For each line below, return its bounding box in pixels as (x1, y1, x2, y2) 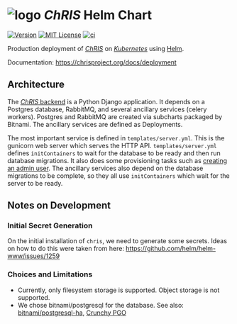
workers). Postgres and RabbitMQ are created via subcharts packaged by (7, 112, 222, 121)
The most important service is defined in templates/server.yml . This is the (7, 133, 225, 142)
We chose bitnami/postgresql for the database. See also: (17, 301, 184, 309)
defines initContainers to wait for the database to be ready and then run (7, 149, 221, 157)
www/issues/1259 (7, 252, 60, 260)
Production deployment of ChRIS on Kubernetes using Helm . (7, 44, 184, 52)
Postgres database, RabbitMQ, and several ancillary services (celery (7, 105, 207, 113)
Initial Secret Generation (7, 220, 93, 230)
